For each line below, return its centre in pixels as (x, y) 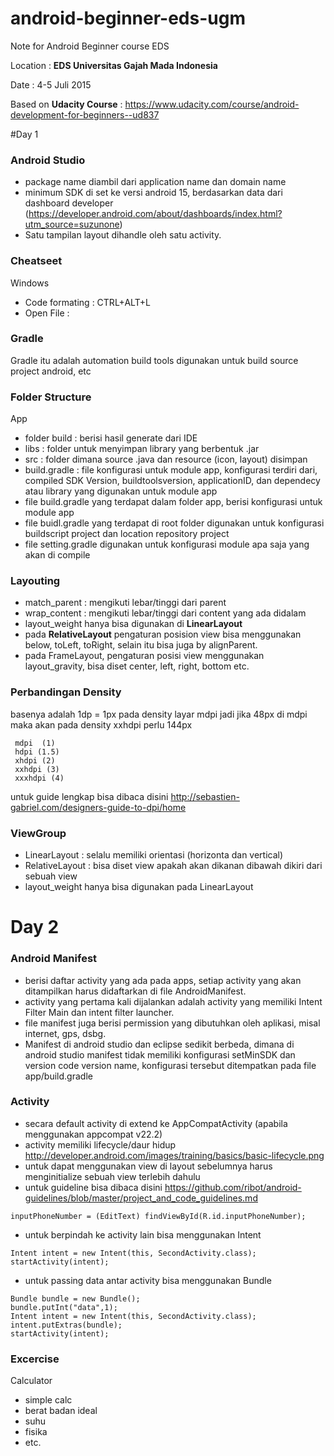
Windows (30, 283)
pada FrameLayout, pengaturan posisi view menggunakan (144, 656)
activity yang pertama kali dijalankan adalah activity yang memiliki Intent (173, 1001)
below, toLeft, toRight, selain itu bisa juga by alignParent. (141, 645)
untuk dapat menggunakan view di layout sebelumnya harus (148, 1166)
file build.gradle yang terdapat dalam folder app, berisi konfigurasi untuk (173, 502)
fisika (36, 1432)
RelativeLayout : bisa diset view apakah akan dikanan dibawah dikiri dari (173, 866)
